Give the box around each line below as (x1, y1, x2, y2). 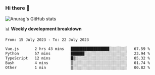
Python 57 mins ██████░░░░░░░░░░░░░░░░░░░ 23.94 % (5, 51, 150, 56)
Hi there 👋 (5, 4, 30, 11)
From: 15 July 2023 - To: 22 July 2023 (5, 37, 89, 42)
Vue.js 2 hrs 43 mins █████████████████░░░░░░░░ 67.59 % (5, 46, 150, 51)
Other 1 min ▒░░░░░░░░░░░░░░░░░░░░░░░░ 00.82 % (5, 65, 150, 70)
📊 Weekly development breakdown (5, 26, 82, 32)
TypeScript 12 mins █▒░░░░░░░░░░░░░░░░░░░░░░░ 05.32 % (5, 55, 150, 60)
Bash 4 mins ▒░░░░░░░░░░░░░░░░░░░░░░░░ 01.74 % (5, 60, 150, 65)
